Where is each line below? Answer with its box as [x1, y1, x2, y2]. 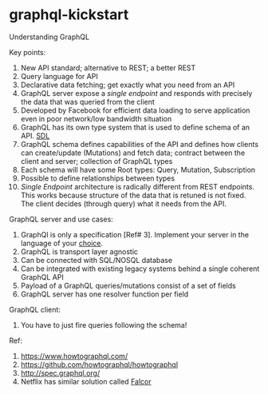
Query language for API [20, 71, 98, 81]
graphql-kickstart [9, 6, 129, 24]
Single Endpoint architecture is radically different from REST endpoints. [20, 181, 254, 191]
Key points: [9, 47, 46, 57]
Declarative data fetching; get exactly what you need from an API [20, 80, 235, 90]
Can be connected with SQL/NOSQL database [20, 255, 173, 265]
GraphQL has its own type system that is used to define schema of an [20, 122, 250, 132]
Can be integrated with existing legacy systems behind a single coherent [20, 264, 260, 273]
